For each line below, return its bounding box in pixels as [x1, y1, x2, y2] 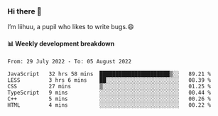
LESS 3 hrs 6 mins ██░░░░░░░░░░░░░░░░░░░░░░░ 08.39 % [7, 76, 212, 84]
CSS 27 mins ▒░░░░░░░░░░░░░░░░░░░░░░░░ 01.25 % [7, 83, 212, 90]
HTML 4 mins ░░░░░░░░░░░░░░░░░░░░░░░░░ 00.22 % [7, 101, 212, 109]
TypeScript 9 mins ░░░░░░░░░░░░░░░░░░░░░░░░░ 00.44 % [7, 89, 212, 96]
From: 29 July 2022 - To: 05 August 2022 [7, 58, 132, 65]
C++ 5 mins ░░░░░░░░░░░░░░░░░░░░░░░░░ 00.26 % [7, 95, 212, 102]
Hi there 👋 [7, 6, 43, 16]
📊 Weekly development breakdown [7, 39, 115, 48]
